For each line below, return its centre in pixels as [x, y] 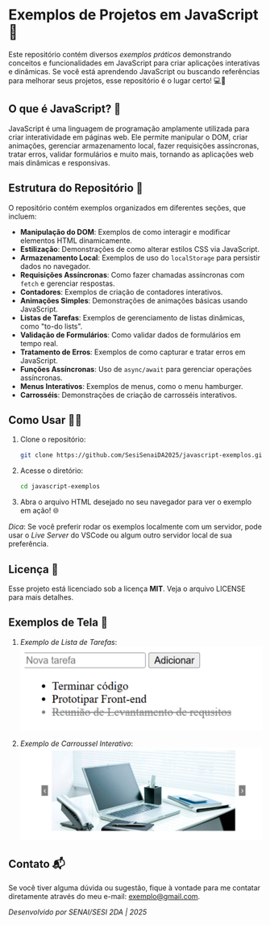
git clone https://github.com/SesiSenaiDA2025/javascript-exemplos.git [143, 455]
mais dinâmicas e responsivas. [59, 162]
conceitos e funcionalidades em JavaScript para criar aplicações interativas [134, 63]
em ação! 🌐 [39, 511]
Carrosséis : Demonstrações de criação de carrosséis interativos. [129, 395]
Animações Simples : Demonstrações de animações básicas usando [134, 300]
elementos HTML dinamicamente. [76, 241]
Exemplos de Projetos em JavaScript [133, 15]
